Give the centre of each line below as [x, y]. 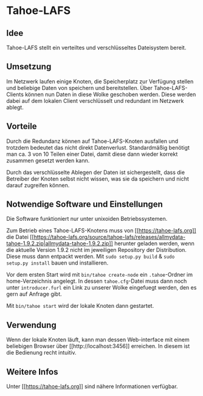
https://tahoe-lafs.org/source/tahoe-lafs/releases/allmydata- [110, 237]
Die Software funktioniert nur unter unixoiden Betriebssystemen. [87, 219]
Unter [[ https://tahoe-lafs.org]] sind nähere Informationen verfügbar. [92, 386]
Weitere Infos [32, 372]
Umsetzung [29, 67]
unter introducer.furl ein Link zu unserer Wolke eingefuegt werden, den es [101, 288]
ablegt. [15, 107]
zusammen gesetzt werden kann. [48, 160]
